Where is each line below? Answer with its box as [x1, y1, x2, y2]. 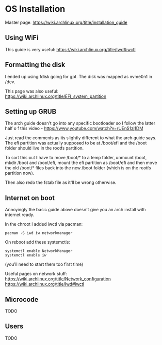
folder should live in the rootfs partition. [5, 145, 84, 151]
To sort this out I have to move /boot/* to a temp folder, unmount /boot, [5, 155, 147, 161]
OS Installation [5, 3, 65, 15]
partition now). [5, 170, 34, 176]
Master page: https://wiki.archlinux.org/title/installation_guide [5, 19, 128, 25]
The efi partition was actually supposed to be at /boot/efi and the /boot [5, 140, 147, 146]
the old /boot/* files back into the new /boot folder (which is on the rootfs [5, 165, 151, 171]
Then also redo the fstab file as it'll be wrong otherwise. [5, 180, 116, 185]
